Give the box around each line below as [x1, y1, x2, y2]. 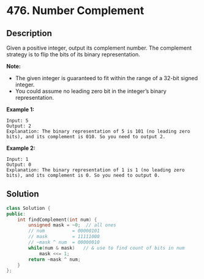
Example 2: [6, 144, 36, 152]
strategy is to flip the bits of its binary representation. [6, 51, 140, 58]
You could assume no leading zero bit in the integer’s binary [15, 87, 167, 95]
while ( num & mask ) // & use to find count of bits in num [28, 245, 185, 251]
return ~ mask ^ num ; [28, 256, 81, 262]
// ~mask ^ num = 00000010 [28, 239, 100, 245]
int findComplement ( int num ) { [17, 217, 97, 223]
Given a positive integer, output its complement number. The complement [6, 44, 192, 51]
